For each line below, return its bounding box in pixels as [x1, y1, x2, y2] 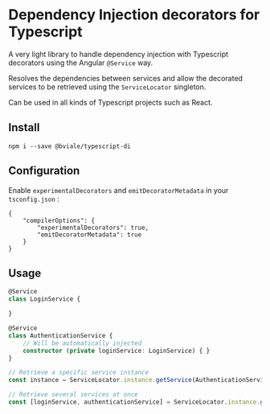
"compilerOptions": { [22, 216, 95, 224]
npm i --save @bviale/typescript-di [8, 142, 131, 150]
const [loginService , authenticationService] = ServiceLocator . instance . [8, 398, 261, 406]
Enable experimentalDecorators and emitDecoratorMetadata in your [8, 185, 229, 195]
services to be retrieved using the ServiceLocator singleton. [8, 82, 207, 92]
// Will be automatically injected [22, 339, 142, 347]
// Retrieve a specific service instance [8, 368, 149, 377]
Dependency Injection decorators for [8, 6, 260, 24]
